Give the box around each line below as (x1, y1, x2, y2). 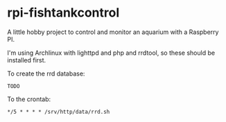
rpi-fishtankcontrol (7, 5, 120, 21)
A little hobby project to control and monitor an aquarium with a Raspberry (7, 28, 219, 36)
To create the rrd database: (7, 69, 85, 78)
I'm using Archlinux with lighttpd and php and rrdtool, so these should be (7, 49, 216, 57)
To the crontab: (7, 95, 51, 103)
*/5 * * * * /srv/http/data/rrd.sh (7, 108, 110, 115)
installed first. (7, 55, 46, 64)
